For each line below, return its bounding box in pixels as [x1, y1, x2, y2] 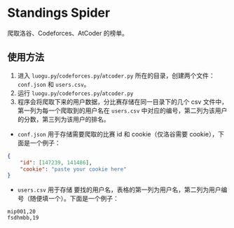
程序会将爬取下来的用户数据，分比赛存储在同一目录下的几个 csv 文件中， [17, 97, 228, 106]
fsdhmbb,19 [7, 215, 39, 222]
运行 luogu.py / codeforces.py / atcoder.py [17, 89, 134, 97]
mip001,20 [7, 208, 36, 215]
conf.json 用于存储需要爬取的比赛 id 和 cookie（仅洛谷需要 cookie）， [17, 129, 219, 138]
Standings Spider [7, 5, 111, 21]
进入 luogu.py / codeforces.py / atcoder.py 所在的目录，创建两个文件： [17, 71, 215, 80]
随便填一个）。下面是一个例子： [29, 194, 119, 203]
